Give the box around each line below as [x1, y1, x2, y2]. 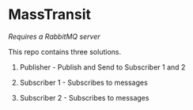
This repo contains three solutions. [8, 47, 121, 56]
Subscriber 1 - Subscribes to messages [19, 78, 148, 87]
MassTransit [8, 6, 91, 24]
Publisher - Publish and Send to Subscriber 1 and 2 [19, 62, 186, 72]
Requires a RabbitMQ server [8, 32, 100, 41]
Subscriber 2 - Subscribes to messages [19, 93, 149, 102]
